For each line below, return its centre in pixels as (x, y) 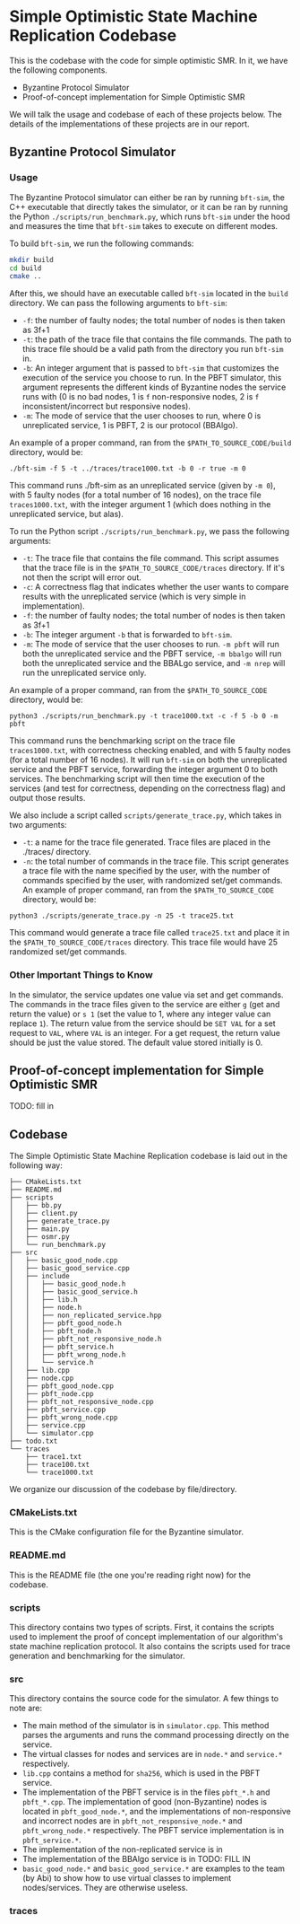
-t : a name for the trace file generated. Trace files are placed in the (146, 842)
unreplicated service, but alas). (66, 514)
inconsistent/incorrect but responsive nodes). (106, 407)
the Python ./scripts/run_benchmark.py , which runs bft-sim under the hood (150, 216)
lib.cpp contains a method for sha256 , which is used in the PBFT (141, 1773)
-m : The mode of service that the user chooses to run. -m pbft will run (150, 645)
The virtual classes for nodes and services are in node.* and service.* (152, 1754)
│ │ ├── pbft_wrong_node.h (68, 1355)
